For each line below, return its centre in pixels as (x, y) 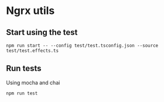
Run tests (24, 68)
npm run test (22, 93)
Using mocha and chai (33, 82)
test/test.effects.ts (33, 51)
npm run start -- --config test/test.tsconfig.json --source (82, 45)
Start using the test (42, 32)
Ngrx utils (30, 11)
